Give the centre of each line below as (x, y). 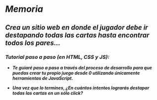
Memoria (24, 9)
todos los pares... (33, 43)
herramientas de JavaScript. (43, 78)
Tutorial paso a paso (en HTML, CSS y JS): (57, 57)
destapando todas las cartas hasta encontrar (77, 35)
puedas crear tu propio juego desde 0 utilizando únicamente (76, 73)
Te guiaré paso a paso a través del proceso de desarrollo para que (82, 67)
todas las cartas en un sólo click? (48, 93)
